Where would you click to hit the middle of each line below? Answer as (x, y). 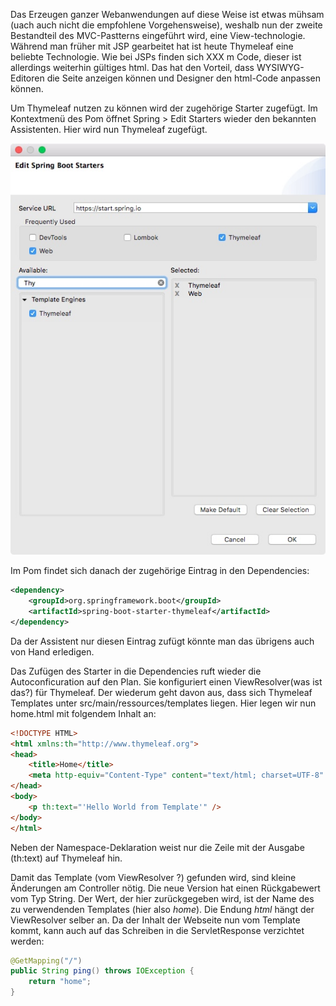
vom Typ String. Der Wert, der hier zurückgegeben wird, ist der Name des (162, 898)
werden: (27, 941)
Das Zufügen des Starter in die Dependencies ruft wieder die (136, 671)
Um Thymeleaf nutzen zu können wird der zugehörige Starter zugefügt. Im (164, 108)
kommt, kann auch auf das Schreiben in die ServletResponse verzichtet (157, 930)
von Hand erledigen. (52, 651)
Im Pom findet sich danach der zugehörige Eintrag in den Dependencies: (160, 571)
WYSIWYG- (280, 67)
